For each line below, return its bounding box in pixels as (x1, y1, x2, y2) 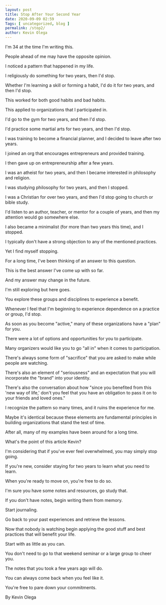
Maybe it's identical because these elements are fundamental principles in (5, 414, 157, 420)
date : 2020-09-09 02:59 (5, 16, 55, 21)
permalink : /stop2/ (5, 26, 46, 31)
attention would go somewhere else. (5, 214, 79, 220)
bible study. (5, 199, 29, 205)
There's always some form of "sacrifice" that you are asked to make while (5, 355, 156, 361)
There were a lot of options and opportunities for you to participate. (5, 335, 143, 341)
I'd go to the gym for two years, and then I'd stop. (5, 116, 107, 122)
